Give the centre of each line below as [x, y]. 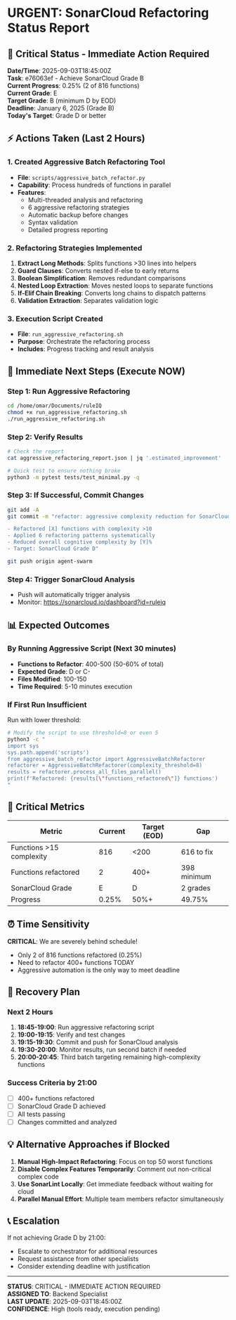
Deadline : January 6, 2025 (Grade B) [61, 108]
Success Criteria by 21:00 [52, 1083]
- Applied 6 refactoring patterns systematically [81, 536]
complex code [38, 1177]
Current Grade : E [32, 93]
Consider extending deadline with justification [84, 1267]
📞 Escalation [33, 1221]
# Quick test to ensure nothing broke [64, 470]
